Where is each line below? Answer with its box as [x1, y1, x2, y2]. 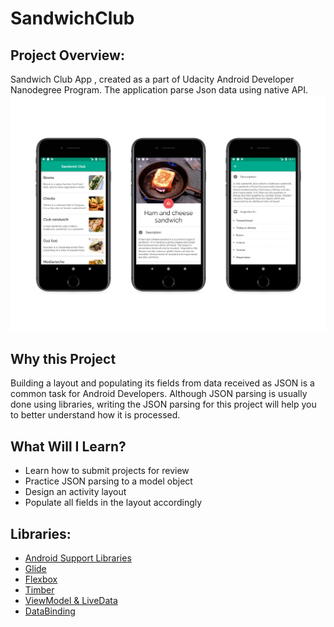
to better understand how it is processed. [10, 409, 181, 421]
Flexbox [24, 573, 58, 585]
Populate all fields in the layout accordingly [24, 497, 203, 509]
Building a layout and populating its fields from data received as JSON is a [10, 377, 315, 389]
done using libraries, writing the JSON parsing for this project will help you [10, 398, 317, 411]
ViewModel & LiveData [24, 594, 118, 606]
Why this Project [10, 350, 117, 367]
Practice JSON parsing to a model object [24, 475, 193, 487]
